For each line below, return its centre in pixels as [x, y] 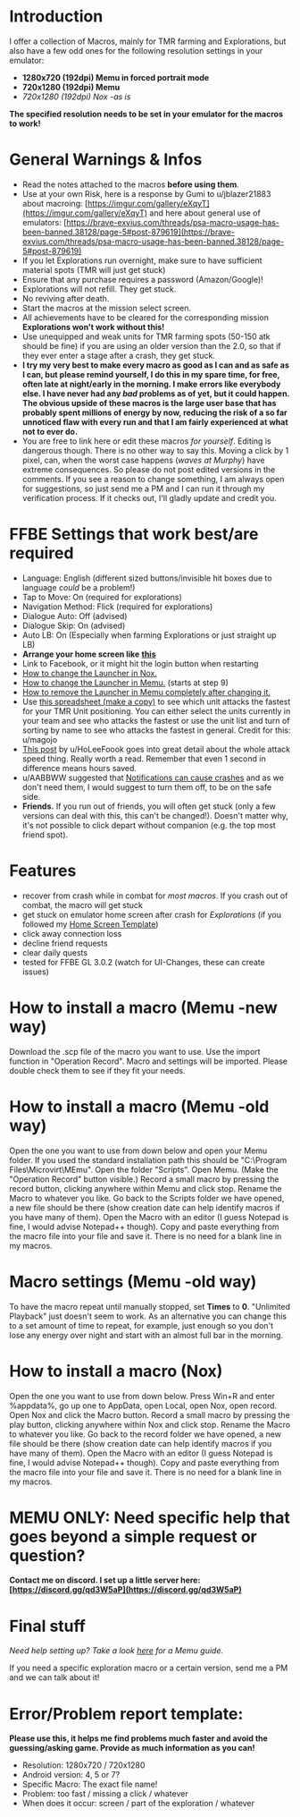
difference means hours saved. [79, 768]
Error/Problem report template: [126, 1714]
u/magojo [40, 739]
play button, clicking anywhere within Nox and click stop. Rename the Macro [150, 1424]
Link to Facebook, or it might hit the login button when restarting [140, 663]
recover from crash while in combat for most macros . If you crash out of [155, 896]
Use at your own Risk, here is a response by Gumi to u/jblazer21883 [146, 193]
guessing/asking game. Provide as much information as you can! [132, 1748]
